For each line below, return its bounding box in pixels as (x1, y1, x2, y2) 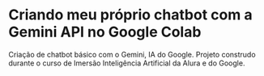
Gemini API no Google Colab (8, 23, 202, 41)
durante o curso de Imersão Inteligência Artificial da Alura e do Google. (8, 58, 245, 68)
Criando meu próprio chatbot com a (8, 6, 253, 24)
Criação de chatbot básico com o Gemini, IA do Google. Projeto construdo (8, 49, 257, 59)
